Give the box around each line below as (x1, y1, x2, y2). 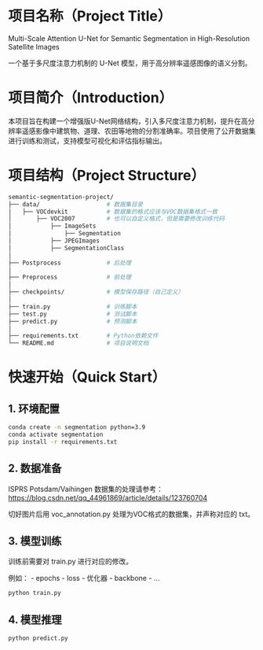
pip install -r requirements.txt (8, 438, 118, 445)
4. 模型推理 (8, 613, 62, 626)
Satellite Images (8, 42, 60, 51)
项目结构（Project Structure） (8, 167, 206, 185)
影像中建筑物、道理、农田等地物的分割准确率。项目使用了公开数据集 (35, 126, 256, 135)
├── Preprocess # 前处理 (8, 273, 132, 282)
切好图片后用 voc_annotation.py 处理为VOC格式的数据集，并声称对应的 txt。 (8, 509, 255, 519)
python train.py (8, 589, 61, 597)
